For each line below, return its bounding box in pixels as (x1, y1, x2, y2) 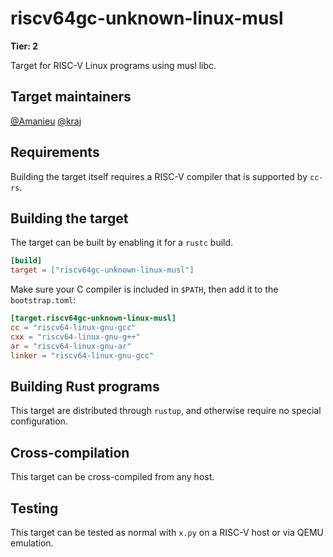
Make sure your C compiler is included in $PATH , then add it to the (10, 283, 279, 296)
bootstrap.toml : (10, 294, 77, 306)
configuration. (10, 415, 68, 427)
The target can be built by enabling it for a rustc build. (10, 237, 234, 249)
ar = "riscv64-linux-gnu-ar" (10, 341, 132, 351)
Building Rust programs (10, 378, 160, 395)
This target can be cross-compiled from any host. (10, 471, 215, 483)
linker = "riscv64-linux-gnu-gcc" (10, 350, 155, 361)
